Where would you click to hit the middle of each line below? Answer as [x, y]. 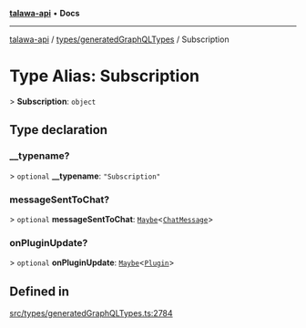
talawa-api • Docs [45, 13]
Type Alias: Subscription [105, 76]
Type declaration [58, 130]
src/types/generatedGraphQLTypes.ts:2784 [91, 313]
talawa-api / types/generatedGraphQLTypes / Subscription [119, 39]
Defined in [40, 291]
